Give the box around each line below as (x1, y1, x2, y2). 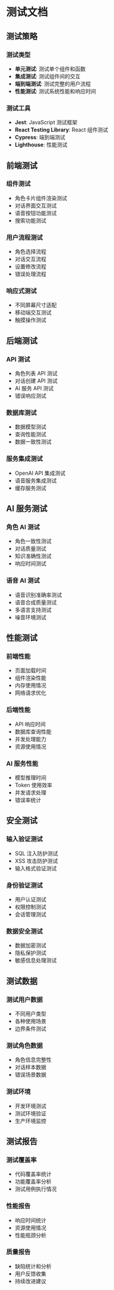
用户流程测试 (6, 233, 43, 242)
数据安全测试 (6, 927, 43, 936)
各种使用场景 (14, 1017, 46, 1025)
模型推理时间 (14, 774, 46, 781)
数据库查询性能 (14, 727, 52, 735)
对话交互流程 (14, 255, 46, 263)
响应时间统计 (14, 1216, 46, 1224)
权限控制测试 (14, 903, 46, 910)
